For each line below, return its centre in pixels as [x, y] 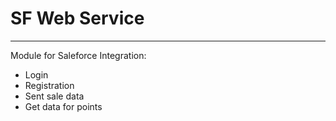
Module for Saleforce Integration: [78, 55]
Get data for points [63, 106]
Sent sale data [54, 96]
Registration [49, 85]
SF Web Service [77, 18]
